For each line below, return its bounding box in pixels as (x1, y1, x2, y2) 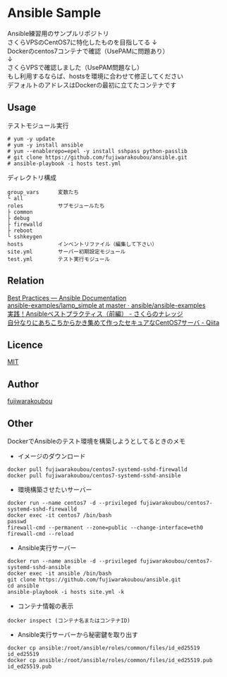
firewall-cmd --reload (7, 530, 74, 537)
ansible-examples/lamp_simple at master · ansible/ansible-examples (7, 301, 206, 310)
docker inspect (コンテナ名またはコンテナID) (7, 617, 130, 624)
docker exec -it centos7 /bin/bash (7, 512, 112, 519)
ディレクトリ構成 (7, 173, 57, 181)
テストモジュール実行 (7, 121, 69, 130)
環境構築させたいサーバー (17, 485, 92, 494)
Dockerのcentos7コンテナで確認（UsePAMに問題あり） (7, 47, 169, 55)
